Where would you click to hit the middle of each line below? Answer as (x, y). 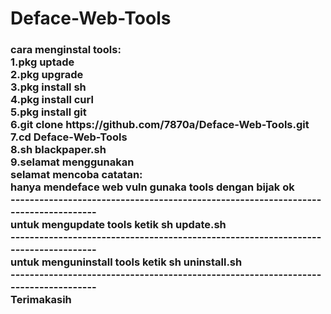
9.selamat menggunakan (72, 162)
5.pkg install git (48, 112)
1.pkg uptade (42, 62)
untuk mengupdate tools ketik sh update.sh (118, 225)
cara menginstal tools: (66, 50)
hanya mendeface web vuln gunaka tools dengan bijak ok (152, 187)
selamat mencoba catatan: (76, 175)
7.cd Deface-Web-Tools (69, 137)
